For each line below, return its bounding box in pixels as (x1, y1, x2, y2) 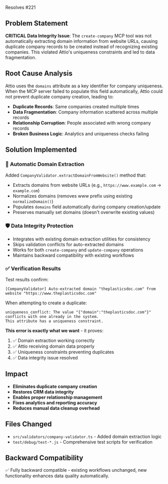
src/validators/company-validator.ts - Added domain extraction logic (12, 433, 162, 440)
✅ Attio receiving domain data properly (12, 343, 95, 349)
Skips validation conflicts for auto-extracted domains (12, 241, 124, 247)
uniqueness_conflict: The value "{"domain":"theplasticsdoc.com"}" (5, 309, 152, 314)
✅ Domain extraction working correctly (12, 337, 95, 344)
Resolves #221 (5, 5, 36, 10)
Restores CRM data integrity (12, 389, 74, 395)
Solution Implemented (5, 146, 77, 154)
